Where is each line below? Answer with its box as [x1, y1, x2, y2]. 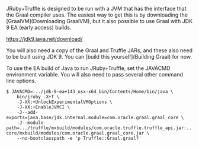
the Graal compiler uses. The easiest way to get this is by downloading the [6, 11, 188, 18]
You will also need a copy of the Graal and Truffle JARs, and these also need [6, 47, 193, 54]
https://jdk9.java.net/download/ [6, 36, 83, 42]
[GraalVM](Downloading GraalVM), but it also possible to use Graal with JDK [6, 18, 193, 24]
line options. [6, 77, 37, 84]
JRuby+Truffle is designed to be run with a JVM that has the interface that [6, 5, 187, 12]
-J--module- [17, 120, 46, 126]
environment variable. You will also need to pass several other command [6, 71, 184, 78]
